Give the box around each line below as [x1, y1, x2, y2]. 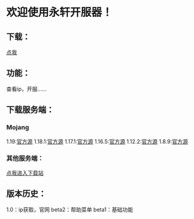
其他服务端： [6, 154, 44, 163]
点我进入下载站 [6, 169, 44, 176]
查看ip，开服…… [6, 85, 47, 93]
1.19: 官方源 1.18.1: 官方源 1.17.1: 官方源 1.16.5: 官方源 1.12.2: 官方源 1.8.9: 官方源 [6, 137, 189, 145]
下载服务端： [6, 105, 55, 115]
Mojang [6, 123, 29, 132]
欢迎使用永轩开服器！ [6, 5, 113, 19]
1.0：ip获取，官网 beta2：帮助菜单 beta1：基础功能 [6, 206, 133, 213]
